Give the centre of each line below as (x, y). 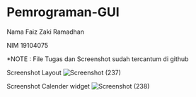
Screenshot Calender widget (48, 86)
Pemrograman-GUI (63, 12)
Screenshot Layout (34, 72)
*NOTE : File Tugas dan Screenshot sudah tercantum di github (98, 59)
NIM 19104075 (28, 45)
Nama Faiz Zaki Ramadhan (45, 32)
